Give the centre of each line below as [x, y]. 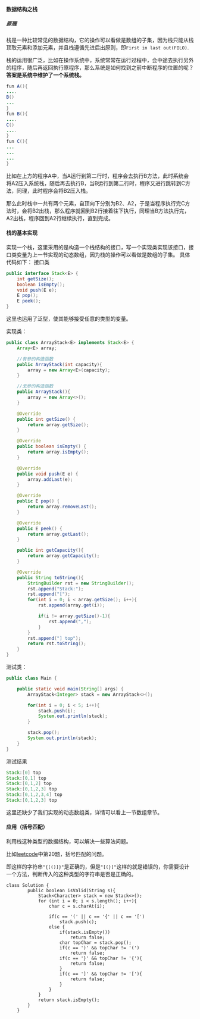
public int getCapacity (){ [50, 551]
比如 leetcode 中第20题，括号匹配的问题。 [57, 854]
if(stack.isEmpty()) [85, 932]
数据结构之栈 [22, 9]
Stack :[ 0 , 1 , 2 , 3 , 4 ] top [34, 795]
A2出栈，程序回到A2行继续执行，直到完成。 [60, 218]
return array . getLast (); [58, 534]
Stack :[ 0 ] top [24, 773]
